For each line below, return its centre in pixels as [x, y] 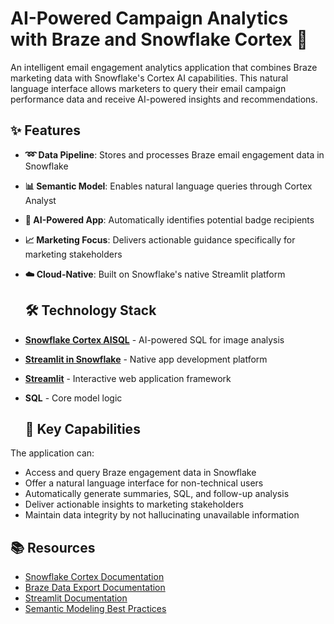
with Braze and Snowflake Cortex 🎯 [159, 39]
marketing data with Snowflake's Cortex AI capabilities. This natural [149, 78]
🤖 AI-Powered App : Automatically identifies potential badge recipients [169, 219]
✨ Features [45, 130]
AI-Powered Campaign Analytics [149, 18]
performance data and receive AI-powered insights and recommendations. [164, 99]
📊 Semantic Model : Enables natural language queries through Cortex [168, 186]
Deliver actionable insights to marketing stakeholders [134, 504]
